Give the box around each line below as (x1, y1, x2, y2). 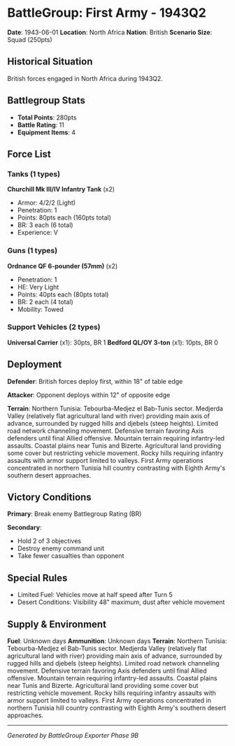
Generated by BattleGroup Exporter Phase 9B (7, 731, 138, 740)
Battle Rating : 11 (17, 120, 64, 129)
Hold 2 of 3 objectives (17, 537, 82, 545)
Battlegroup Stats (7, 94, 85, 106)
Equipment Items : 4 (17, 128, 76, 136)
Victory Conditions (7, 492, 92, 503)
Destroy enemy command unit (17, 544, 105, 553)
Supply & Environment (7, 618, 107, 630)
